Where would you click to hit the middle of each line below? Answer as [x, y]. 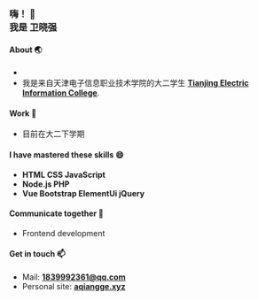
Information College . [61, 93]
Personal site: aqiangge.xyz [74, 286]
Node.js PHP [46, 184]
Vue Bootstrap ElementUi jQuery [83, 193]
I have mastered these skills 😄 [66, 154]
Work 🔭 [23, 113]
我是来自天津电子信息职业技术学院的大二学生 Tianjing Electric [135, 83]
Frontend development [63, 233]
